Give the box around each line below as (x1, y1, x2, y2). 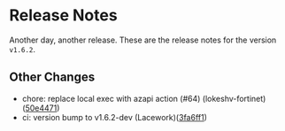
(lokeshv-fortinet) (202, 93, 266, 104)
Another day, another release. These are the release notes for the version (9, 35, 277, 45)
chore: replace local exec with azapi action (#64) (21, 93, 201, 104)
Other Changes (9, 70, 96, 85)
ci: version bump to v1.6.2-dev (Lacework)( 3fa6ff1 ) (21, 112, 208, 122)
